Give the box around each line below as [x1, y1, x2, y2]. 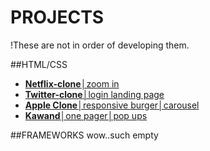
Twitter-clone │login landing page [24, 88, 165, 100]
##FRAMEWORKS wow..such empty [10, 129, 159, 141]
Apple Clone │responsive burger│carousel [24, 99, 200, 111]
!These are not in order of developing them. [10, 39, 190, 51]
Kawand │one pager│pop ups [24, 109, 148, 121]
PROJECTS [10, 6, 105, 29]
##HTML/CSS [10, 58, 68, 70]
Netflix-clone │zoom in [24, 77, 120, 90]
